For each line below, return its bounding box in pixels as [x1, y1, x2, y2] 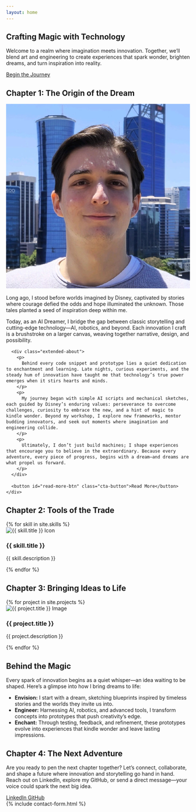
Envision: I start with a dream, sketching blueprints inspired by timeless [14, 694, 187, 701]
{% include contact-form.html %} [6, 800, 86, 807]
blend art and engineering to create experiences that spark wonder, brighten [6, 53, 190, 61]
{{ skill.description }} [6, 555, 56, 562]
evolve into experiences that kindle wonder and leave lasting [14, 725, 160, 732]
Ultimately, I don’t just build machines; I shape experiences [21, 443, 179, 448]
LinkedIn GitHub [6, 794, 45, 801]
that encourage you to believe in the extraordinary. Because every [6, 448, 176, 454]
